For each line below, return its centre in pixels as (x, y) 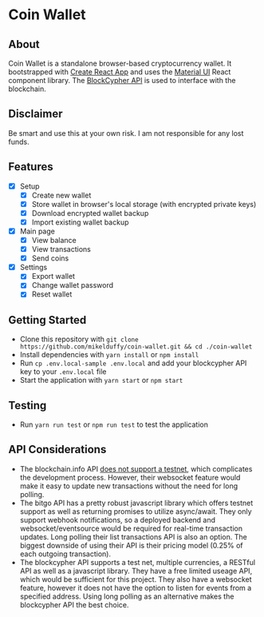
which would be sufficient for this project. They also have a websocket (136, 579)
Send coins (50, 258)
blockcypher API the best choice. (74, 604)
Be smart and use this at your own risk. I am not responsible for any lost (126, 133)
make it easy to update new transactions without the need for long (129, 486)
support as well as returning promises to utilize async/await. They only (136, 511)
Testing (28, 405)
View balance (54, 240)
